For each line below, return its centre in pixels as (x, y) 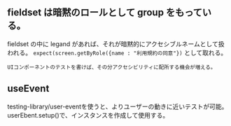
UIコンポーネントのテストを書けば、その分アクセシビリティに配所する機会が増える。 (112, 67)
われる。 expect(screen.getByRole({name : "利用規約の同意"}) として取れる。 (117, 52)
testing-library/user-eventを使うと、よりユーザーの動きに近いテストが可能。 (118, 106)
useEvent (28, 89)
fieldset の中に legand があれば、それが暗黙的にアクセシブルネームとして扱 (116, 43)
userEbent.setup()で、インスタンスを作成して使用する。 (88, 115)
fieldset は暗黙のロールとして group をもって (105, 13)
